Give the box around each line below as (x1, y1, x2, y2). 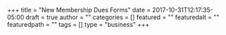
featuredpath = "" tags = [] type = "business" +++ (7, 21, 150, 28)
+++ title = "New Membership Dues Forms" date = (7, 6, 151, 14)
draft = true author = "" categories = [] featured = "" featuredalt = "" (25, 13, 220, 21)
